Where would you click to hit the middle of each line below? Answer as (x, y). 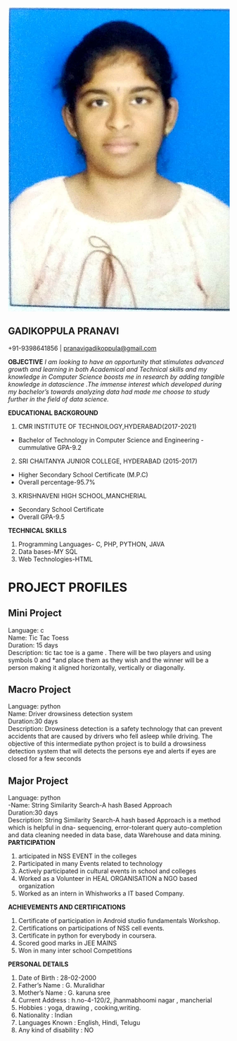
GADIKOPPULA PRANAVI (64, 331)
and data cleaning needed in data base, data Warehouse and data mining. (115, 835)
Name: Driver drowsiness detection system (70, 714)
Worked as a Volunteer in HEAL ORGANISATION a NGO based (108, 879)
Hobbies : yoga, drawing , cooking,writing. (79, 1008)
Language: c (26, 630)
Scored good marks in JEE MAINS (68, 943)
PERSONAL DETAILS (38, 964)
